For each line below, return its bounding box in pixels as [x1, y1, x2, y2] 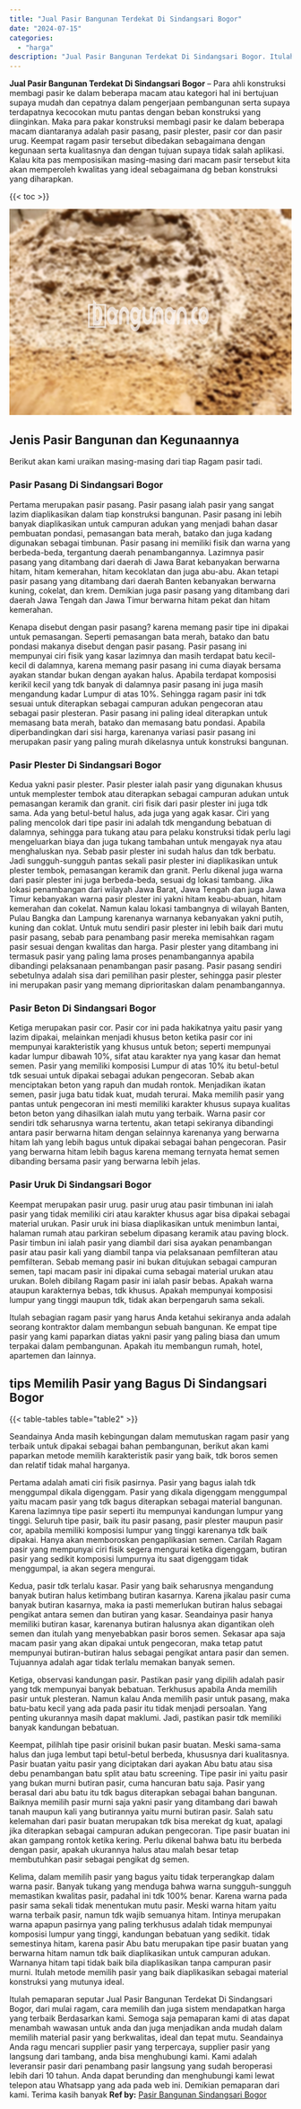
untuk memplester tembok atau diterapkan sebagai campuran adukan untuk [9, 789, 289, 800]
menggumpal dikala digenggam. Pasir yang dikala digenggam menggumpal [9, 1487, 288, 1498]
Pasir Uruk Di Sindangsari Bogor [9, 1178, 152, 1191]
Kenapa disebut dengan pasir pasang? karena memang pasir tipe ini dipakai [9, 621, 289, 633]
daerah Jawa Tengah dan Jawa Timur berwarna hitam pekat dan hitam [9, 594, 271, 606]
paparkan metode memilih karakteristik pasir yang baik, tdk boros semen [9, 1450, 279, 1461]
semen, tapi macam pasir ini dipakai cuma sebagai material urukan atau [9, 1265, 274, 1276]
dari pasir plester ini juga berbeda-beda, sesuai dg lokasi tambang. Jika [9, 874, 274, 885]
